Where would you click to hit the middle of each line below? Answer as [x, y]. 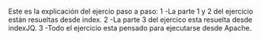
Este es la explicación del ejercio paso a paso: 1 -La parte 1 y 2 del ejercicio [131, 11]
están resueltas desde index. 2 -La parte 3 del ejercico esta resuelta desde [130, 20]
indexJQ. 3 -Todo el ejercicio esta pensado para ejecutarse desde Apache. [130, 28]
